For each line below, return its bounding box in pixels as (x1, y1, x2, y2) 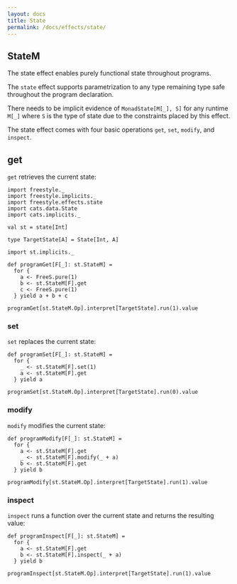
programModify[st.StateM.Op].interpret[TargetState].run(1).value (7, 479, 208, 486)
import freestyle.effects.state (7, 199, 103, 206)
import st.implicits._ (7, 249, 75, 256)
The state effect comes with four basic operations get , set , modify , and (7, 125, 215, 134)
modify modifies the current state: (7, 421, 106, 429)
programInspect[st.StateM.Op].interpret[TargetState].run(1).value (7, 570, 211, 577)
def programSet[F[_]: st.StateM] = (7, 351, 113, 358)
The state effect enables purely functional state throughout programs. (7, 69, 211, 78)
